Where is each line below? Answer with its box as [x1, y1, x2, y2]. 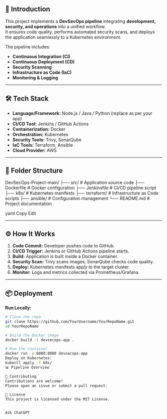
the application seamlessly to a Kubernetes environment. [5, 34, 122, 40]
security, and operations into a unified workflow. [5, 23, 106, 29]
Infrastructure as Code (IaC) [12, 69, 72, 75]
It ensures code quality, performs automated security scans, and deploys [5, 28, 155, 35]
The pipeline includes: [5, 43, 51, 50]
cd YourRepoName [5, 324, 39, 329]
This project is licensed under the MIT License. [5, 397, 110, 402]
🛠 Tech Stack [5, 94, 49, 103]
